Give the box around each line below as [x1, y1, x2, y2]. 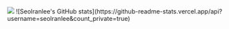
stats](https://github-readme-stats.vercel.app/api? [78, 7, 223, 16]
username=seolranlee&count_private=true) [7, 15, 130, 22]
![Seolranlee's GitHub [15, 7, 78, 16]
